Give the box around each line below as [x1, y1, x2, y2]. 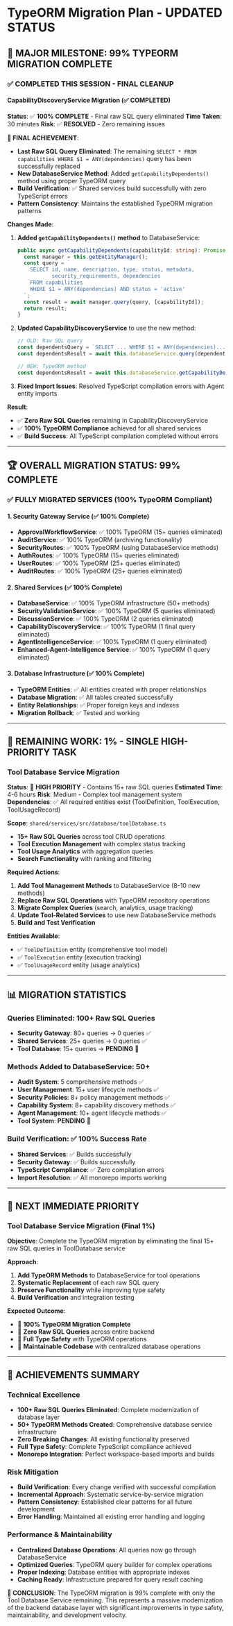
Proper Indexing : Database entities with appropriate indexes [17, 1568, 191, 1576]
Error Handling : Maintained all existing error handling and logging [17, 1512, 205, 1521]
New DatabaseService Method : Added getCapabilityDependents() [17, 169, 209, 178]
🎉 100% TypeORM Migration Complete [17, 1321, 131, 1329]
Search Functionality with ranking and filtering [17, 855, 152, 863]
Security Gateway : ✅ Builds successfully [17, 1157, 136, 1166]
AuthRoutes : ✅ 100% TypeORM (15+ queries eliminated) [17, 551, 180, 560]
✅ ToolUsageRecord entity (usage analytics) [17, 961, 140, 969]
